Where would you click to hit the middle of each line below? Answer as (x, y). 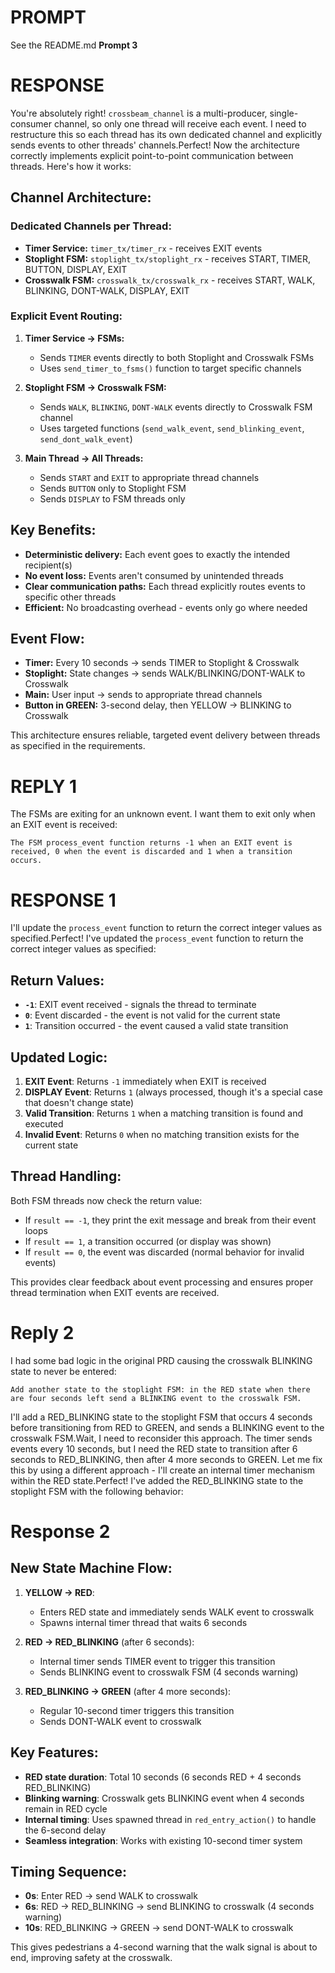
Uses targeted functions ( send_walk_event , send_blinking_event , (172, 428)
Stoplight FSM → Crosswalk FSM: (95, 387)
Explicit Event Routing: (66, 316)
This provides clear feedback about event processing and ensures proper (162, 1282)
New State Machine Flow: (91, 1568)
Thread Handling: (66, 1176)
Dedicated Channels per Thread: (91, 226)
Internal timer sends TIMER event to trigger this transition (157, 1661)
